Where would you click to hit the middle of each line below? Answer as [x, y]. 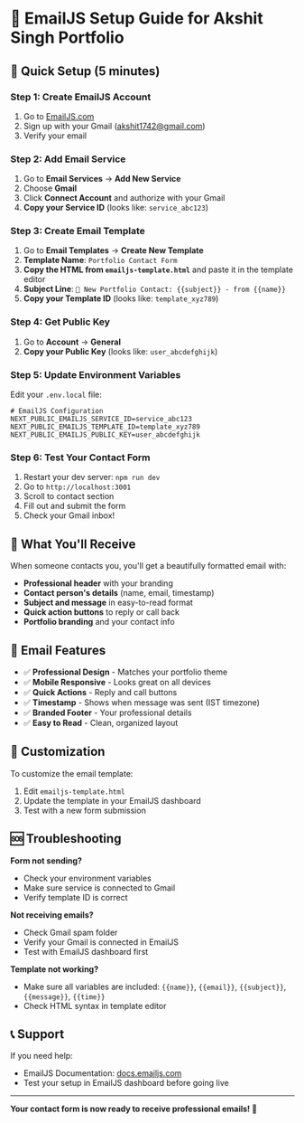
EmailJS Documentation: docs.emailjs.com [102, 1073]
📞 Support [37, 1034]
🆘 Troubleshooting [66, 839]
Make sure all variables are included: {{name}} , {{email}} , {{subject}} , [155, 986]
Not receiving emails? [52, 915]
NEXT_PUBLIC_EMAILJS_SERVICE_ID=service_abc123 [101, 420]
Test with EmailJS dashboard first [86, 951]
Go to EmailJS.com [59, 116]
